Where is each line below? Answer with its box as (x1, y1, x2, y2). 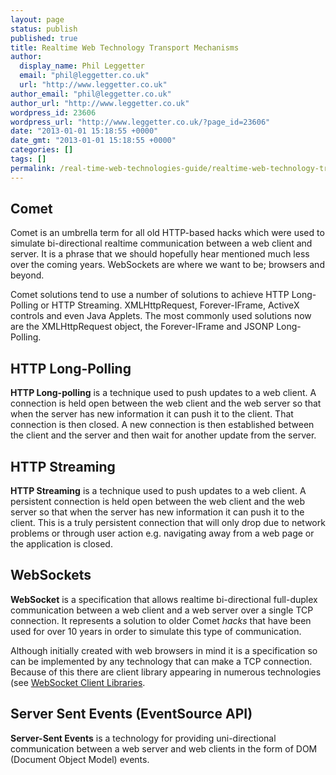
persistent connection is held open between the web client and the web (10, 496, 305, 508)
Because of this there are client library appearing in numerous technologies (10, 666, 322, 678)
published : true (10, 33, 78, 43)
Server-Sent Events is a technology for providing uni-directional (10, 732, 277, 744)
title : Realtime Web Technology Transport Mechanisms (10, 42, 240, 53)
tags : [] (10, 154, 47, 164)
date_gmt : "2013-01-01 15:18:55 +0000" (10, 136, 177, 146)
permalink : (10, 163, 56, 173)
